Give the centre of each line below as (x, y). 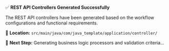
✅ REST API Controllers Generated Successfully (58, 7)
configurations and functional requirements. (52, 23)
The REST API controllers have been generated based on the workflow (80, 18)
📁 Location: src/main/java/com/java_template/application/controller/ (81, 33)
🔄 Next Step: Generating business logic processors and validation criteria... (85, 43)
